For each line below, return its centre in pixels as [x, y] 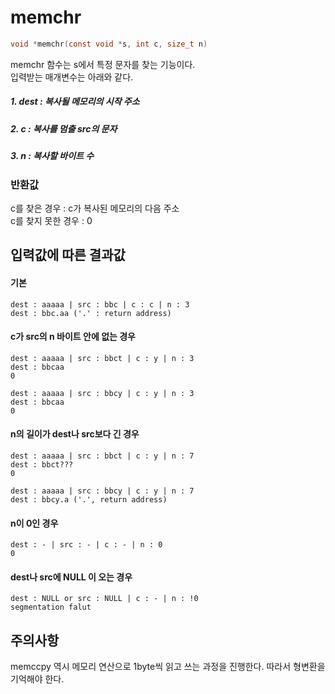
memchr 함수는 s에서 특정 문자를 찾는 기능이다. [103, 64]
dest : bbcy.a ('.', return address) [89, 499]
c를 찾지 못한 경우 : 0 [51, 220]
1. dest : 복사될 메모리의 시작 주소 [75, 102]
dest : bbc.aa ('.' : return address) [91, 313]
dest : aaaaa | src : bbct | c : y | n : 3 [102, 358]
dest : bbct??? [42, 464]
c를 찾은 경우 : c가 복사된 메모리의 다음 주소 [95, 208]
